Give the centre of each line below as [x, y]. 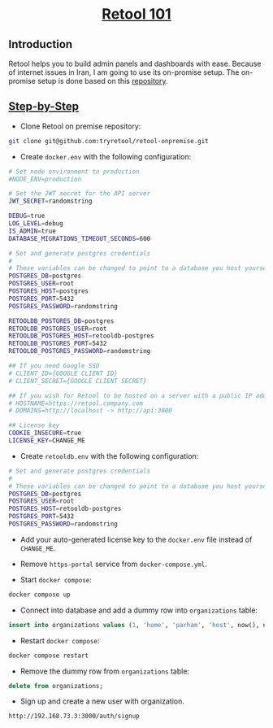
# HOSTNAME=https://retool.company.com [76, 403]
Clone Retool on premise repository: [80, 126]
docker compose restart [49, 656]
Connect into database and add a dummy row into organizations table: [139, 610]
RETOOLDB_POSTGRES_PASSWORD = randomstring [80, 351]
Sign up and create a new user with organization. [102, 701]
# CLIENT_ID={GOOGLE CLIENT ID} [63, 373]
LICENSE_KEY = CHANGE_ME [47, 441]
